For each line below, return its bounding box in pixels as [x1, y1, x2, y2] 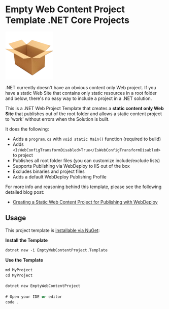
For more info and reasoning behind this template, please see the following [5, 184, 162, 190]
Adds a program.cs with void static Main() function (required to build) [12, 136, 161, 142]
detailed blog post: [5, 189, 45, 195]
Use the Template [5, 256, 43, 263]
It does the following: [5, 126, 49, 132]
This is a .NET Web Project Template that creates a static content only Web [5, 105, 164, 111]
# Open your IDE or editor [5, 294, 62, 299]
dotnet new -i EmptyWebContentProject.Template [5, 247, 108, 253]
